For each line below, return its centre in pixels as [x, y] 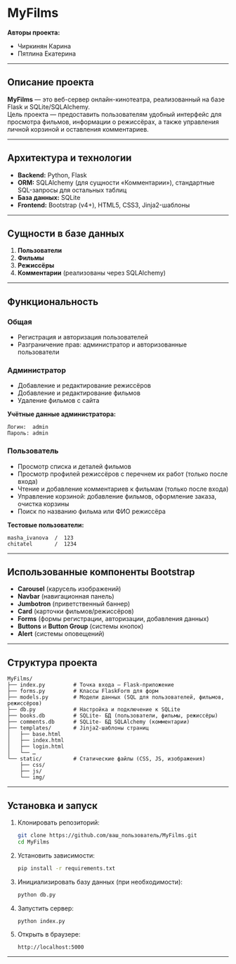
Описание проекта [51, 82]
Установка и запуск [53, 805]
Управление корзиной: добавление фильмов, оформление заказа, [117, 496]
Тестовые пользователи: [46, 525]
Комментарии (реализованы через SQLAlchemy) [92, 273]
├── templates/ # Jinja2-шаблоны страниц [78, 728]
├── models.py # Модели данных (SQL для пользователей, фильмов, [116, 697]
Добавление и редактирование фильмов [79, 393]
